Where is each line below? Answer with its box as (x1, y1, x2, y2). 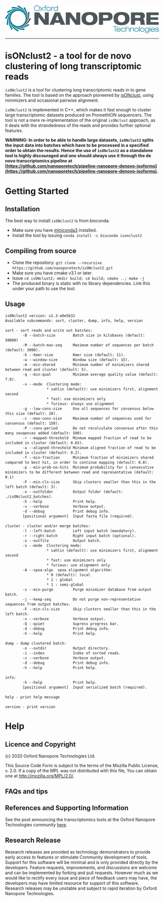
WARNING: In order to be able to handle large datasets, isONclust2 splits (5, 137, 154, 143)
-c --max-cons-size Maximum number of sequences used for (22, 416, 152, 421)
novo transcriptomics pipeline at (5, 158, 72, 164)
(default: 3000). (5, 348, 41, 352)
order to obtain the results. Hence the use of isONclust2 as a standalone (5, 148, 153, 154)
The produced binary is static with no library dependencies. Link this (12, 281, 150, 286)
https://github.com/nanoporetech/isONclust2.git (12, 266, 113, 271)
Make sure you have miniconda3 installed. (12, 227, 97, 233)
